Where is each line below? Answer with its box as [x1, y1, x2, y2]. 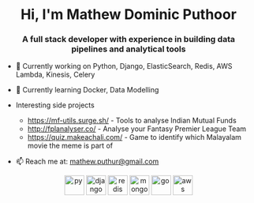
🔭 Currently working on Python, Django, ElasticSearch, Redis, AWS [15, 62, 233, 71]
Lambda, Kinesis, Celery [15, 70, 95, 80]
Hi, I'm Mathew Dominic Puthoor [21, 6, 237, 24]
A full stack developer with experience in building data [22, 34, 235, 45]
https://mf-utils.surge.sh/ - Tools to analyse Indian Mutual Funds [27, 116, 237, 126]
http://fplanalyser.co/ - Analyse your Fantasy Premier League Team [27, 124, 247, 133]
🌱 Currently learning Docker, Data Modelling [15, 85, 159, 95]
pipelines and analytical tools [71, 43, 186, 55]
